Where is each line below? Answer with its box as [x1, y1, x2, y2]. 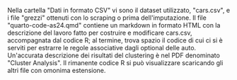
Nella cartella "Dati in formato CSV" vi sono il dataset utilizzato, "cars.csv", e [7, 6, 231, 14]
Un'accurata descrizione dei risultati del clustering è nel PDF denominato [7, 51, 221, 59]
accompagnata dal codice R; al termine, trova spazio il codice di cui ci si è [7, 36, 223, 45]
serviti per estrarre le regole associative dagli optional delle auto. [7, 44, 197, 52]
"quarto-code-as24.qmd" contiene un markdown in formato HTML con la [7, 21, 221, 29]
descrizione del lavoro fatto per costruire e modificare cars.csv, [7, 28, 192, 37]
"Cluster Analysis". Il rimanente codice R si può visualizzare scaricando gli [7, 59, 224, 67]
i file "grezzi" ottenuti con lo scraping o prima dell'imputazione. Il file [7, 13, 207, 22]
